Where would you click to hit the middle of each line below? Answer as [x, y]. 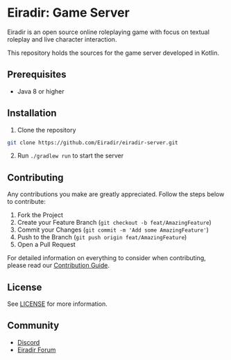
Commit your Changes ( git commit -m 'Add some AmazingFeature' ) [113, 230]
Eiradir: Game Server [68, 13]
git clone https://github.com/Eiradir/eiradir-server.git [93, 143]
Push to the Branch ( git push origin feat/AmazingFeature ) [102, 237]
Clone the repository [46, 130]
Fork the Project [40, 215]
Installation [32, 113]
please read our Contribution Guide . [58, 266]
